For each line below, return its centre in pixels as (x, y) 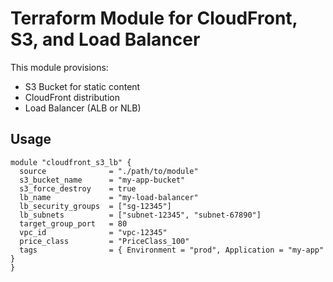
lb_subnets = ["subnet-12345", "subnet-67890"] (140, 215)
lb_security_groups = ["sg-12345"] (95, 206)
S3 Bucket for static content (82, 86)
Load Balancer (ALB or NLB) (83, 108)
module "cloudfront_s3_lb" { (71, 162)
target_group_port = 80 (73, 223)
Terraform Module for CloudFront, (154, 18)
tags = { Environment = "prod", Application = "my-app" (172, 250)
